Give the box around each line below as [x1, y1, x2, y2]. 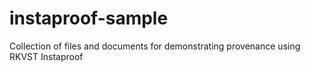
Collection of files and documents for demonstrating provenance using [9, 40, 301, 52]
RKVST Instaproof [9, 50, 84, 62]
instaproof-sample [9, 7, 169, 30]
